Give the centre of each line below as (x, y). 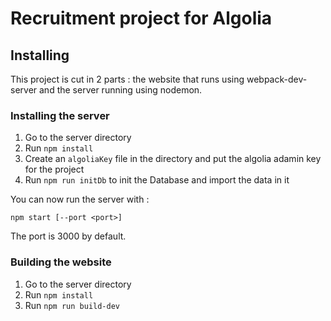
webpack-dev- (277, 79)
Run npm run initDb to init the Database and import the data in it (157, 180)
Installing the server (60, 115)
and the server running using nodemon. (121, 90)
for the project (54, 169)
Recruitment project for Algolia (141, 18)
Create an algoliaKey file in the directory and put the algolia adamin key (173, 159)
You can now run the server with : (80, 199)
